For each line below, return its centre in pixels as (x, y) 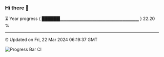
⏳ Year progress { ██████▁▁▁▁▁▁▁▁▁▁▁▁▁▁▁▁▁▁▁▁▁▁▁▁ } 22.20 (80, 19)
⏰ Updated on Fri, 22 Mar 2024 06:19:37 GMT (51, 40)
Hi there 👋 (17, 8)
